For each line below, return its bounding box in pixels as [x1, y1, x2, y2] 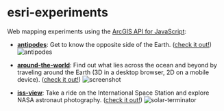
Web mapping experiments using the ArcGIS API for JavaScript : [7, 27, 187, 35]
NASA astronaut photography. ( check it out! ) [16, 95, 142, 104]
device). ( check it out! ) [16, 75, 81, 83]
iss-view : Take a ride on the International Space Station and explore [16, 89, 210, 97]
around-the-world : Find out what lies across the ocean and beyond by [16, 61, 218, 69]
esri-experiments [7, 5, 108, 20]
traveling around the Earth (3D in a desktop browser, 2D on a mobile [16, 68, 210, 76]
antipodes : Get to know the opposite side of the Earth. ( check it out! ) [16, 40, 212, 48]
